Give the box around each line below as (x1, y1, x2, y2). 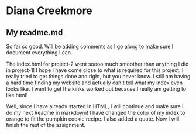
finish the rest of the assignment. (6, 122, 86, 128)
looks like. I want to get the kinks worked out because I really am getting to (6, 85, 186, 92)
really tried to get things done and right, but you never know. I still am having (6, 73, 191, 80)
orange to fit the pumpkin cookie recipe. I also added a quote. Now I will (6, 115, 180, 122)
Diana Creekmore (6, 4, 92, 18)
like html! (6, 92, 28, 98)
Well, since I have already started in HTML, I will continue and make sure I (6, 103, 184, 109)
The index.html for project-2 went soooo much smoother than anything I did (6, 60, 189, 67)
